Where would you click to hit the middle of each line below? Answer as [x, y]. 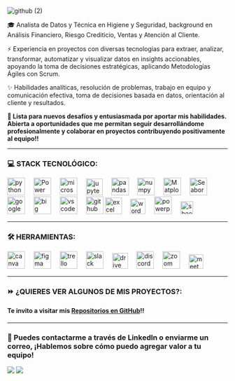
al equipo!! [23, 139]
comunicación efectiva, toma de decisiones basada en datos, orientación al [116, 95]
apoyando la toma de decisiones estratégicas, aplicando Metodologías [109, 66]
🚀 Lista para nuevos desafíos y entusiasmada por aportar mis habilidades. [117, 116]
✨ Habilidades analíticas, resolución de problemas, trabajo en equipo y [109, 87]
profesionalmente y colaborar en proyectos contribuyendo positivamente [116, 131]
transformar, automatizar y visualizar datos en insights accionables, [104, 59]
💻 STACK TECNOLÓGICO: [52, 163]
